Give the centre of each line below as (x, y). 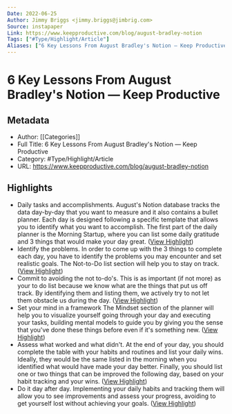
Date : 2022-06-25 (32, 13)
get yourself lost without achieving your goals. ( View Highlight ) (107, 403)
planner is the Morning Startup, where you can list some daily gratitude (118, 234)
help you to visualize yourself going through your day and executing (114, 315)
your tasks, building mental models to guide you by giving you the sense (120, 322)
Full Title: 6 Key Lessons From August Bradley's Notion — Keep (107, 144)
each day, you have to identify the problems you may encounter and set (119, 256)
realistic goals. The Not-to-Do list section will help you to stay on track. (118, 263)
